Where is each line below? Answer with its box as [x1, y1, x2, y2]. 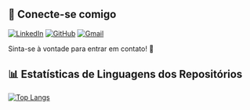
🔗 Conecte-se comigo [8, 8, 117, 21]
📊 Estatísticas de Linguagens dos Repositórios [8, 68, 243, 81]
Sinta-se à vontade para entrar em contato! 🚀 [8, 44, 154, 53]
